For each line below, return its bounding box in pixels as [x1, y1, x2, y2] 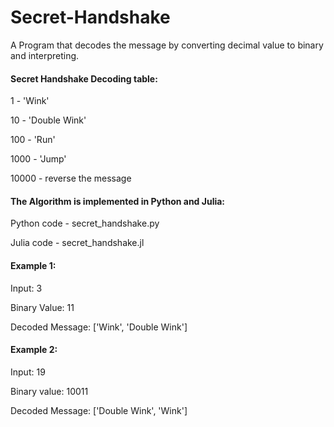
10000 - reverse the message [10, 172, 132, 185]
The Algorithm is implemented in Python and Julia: [10, 195, 226, 207]
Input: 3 [10, 282, 43, 294]
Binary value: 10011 [10, 385, 89, 397]
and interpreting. [10, 49, 80, 61]
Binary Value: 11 [10, 301, 75, 313]
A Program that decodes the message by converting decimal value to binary [10, 39, 324, 51]
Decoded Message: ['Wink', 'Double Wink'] [10, 321, 188, 333]
